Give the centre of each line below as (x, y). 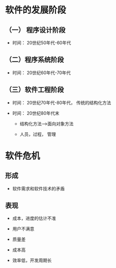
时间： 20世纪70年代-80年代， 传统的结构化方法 (62, 102)
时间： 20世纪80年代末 (36, 113)
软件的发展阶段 (36, 10)
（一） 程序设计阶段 (35, 30)
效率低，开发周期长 (32, 261)
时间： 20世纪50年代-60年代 (42, 43)
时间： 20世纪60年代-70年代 (41, 73)
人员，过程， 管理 (38, 134)
